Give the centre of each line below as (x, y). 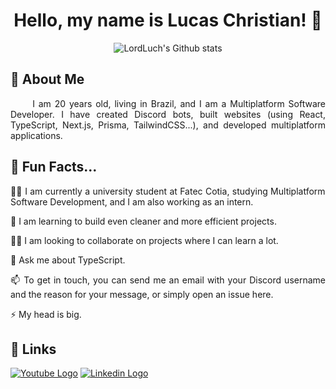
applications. (36, 135)
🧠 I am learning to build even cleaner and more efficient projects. (143, 221)
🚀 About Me (47, 79)
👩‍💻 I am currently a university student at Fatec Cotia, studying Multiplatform (168, 191)
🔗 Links (33, 349)
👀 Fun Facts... (54, 167)
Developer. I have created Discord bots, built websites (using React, (168, 114)
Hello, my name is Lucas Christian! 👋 (168, 20)
